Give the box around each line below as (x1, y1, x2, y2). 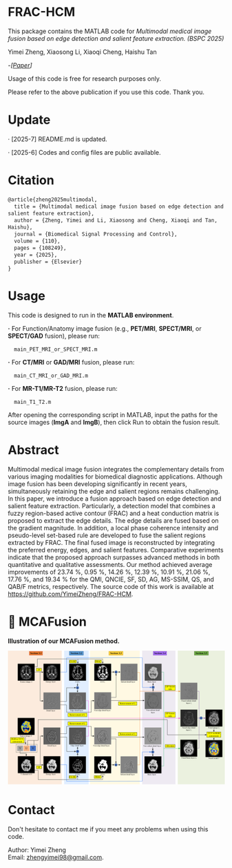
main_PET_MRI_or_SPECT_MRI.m (14, 346, 98, 353)
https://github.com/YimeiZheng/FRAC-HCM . (8, 590, 134, 598)
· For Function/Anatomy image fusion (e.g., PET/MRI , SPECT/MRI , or (8, 324, 202, 332)
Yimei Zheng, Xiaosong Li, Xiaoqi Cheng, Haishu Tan (8, 48, 157, 56)
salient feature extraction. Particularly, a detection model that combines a (8, 501, 215, 510)
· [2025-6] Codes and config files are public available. (8, 148, 161, 156)
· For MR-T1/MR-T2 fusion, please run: (8, 384, 118, 392)
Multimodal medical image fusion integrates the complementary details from (8, 465, 224, 473)
